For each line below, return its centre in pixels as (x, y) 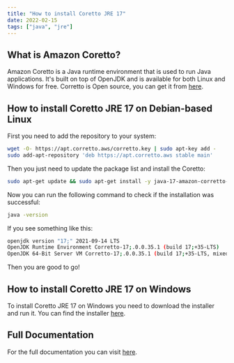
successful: (24, 202)
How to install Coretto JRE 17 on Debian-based (110, 108)
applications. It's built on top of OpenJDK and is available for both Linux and (116, 79)
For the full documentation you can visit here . (72, 352)
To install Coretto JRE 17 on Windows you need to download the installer (111, 306)
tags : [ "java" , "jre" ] (40, 26)
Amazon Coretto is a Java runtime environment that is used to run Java (109, 72)
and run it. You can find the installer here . (67, 313)
